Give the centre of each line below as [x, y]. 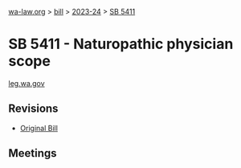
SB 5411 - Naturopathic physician [121, 44]
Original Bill [39, 128]
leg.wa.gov [27, 83]
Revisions [33, 109]
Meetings [33, 153]
